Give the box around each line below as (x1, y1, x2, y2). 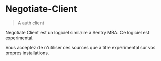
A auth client (17, 20, 45, 26)
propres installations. (5, 50, 49, 56)
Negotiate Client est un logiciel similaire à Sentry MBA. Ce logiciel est (5, 29, 150, 35)
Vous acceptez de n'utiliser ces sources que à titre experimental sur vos (5, 44, 156, 50)
